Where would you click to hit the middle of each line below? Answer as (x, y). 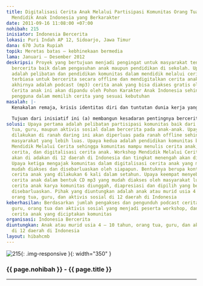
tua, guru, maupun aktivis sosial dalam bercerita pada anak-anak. (98, 130)
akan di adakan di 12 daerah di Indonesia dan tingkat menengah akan (101, 158)
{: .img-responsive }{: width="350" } (66, 253)
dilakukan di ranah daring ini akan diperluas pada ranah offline (97, 135)
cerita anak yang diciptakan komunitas (62, 214)
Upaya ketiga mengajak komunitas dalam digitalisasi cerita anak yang (102, 163)
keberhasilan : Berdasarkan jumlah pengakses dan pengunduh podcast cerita (102, 203)
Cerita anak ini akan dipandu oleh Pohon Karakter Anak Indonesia (97, 91)
